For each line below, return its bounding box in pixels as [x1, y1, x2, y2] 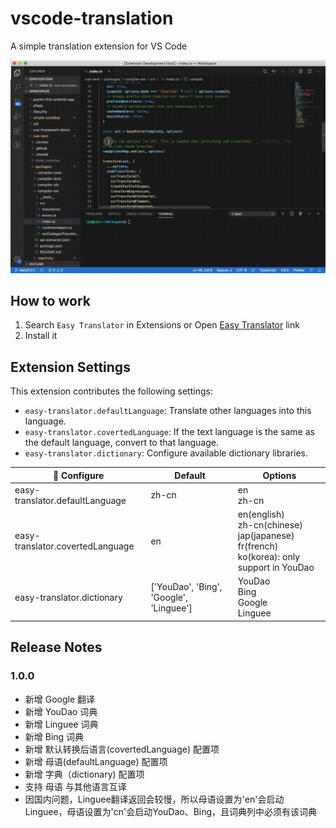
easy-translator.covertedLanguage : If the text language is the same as [24, 426, 315, 438]
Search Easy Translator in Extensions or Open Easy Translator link [24, 319, 300, 331]
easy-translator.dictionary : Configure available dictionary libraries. [24, 447, 309, 459]
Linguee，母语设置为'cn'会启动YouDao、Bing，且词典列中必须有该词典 [24, 805, 318, 817]
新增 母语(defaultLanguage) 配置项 [24, 755, 168, 767]
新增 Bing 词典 [24, 730, 85, 742]
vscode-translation [10, 7, 174, 30]
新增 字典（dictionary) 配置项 [24, 768, 145, 780]
